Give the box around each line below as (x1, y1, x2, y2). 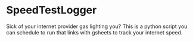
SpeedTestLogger (6, 3, 97, 17)
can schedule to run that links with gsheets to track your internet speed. (6, 29, 183, 36)
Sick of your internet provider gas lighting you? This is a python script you (6, 23, 188, 30)
